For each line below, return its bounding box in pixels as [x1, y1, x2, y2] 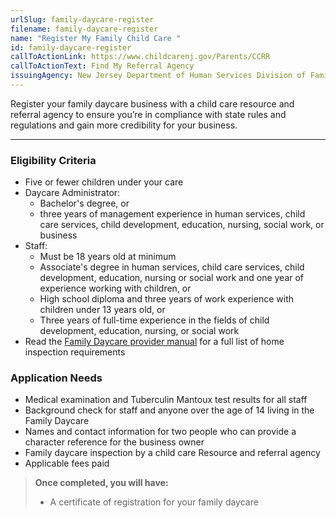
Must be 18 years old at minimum [39, 251, 177, 263]
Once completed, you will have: [34, 477, 169, 489]
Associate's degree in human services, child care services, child [39, 261, 305, 273]
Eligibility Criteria [10, 153, 97, 167]
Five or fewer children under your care [24, 176, 184, 188]
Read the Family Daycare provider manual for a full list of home [24, 336, 285, 348]
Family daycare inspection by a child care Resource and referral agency [24, 447, 321, 459]
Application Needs [10, 371, 103, 385]
